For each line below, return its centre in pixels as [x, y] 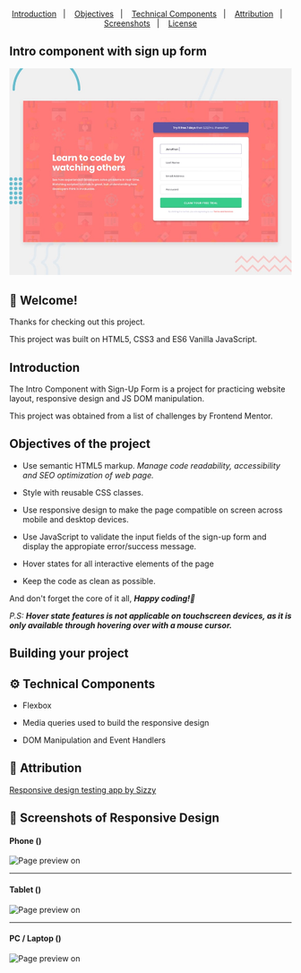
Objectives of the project [80, 444]
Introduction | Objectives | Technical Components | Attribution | [147, 14]
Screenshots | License [150, 23]
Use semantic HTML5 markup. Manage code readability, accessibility [151, 465]
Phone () [26, 840]
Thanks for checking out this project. [77, 322]
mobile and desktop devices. [76, 519]
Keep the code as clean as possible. [89, 581]
